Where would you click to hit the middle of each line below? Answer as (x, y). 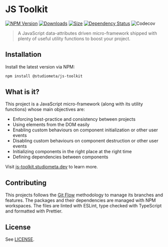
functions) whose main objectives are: (45, 110)
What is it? (22, 92)
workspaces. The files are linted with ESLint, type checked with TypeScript (83, 206)
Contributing (26, 183)
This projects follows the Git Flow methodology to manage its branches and (84, 195)
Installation (23, 55)
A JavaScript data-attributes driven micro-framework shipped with (87, 33)
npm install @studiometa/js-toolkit (44, 76)
